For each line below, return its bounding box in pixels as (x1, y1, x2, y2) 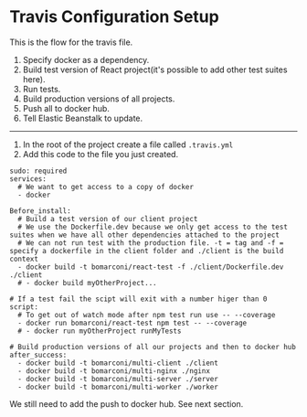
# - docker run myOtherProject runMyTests (17, 326, 182, 336)
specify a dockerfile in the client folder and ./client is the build (9, 246, 284, 255)
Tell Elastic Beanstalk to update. (22, 112, 143, 123)
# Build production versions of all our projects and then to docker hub (9, 342, 297, 351)
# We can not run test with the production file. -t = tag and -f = (17, 238, 284, 248)
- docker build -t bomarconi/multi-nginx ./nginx (17, 366, 210, 376)
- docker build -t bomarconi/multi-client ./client (17, 358, 219, 368)
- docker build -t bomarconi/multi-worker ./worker (17, 382, 219, 391)
